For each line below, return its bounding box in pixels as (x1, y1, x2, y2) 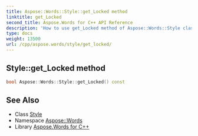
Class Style (14, 111, 42, 118)
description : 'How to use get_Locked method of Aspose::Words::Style (6, 25, 181, 31)
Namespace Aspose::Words (14, 117, 82, 124)
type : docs (6, 31, 33, 37)
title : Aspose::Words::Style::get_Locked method (6, 8, 128, 15)
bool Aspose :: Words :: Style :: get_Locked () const (6, 79, 126, 85)
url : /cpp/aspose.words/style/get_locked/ (6, 42, 112, 48)
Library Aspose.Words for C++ (14, 123, 90, 130)
